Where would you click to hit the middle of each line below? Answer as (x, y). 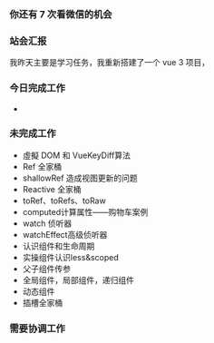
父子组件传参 (46, 269)
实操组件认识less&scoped (71, 257)
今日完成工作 (38, 88)
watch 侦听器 (47, 223)
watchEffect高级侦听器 (65, 234)
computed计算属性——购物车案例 (85, 211)
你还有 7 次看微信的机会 (61, 14)
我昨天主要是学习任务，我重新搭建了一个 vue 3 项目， (110, 63)
